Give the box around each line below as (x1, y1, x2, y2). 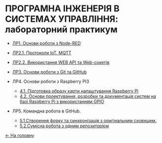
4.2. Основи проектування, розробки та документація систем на (19, 93, 156, 99)
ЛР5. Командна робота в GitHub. (12, 108, 81, 114)
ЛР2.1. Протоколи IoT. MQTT (12, 50, 71, 56)
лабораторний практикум (5, 24, 118, 35)
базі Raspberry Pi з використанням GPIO (19, 98, 104, 104)
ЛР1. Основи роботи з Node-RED (12, 40, 81, 46)
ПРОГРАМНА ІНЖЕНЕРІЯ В (5, 3, 120, 14)
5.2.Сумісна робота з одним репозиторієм (19, 123, 109, 129)
